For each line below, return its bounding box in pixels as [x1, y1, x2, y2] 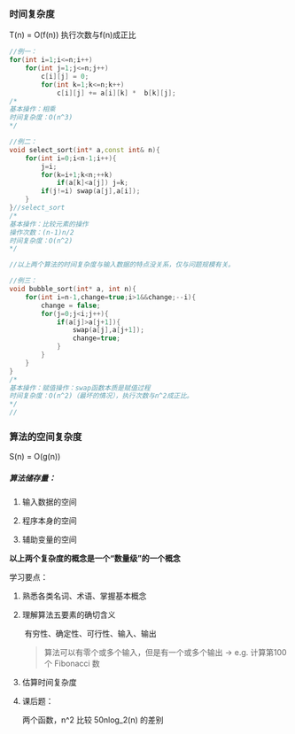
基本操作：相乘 [9, 104, 56, 114]
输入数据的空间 [21, 497, 77, 507]
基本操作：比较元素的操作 [9, 220, 89, 228]
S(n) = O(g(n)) [9, 452, 61, 462]
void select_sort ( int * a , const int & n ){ [9, 145, 161, 154]
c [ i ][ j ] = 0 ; [41, 72, 89, 81]
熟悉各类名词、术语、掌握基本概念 [21, 591, 147, 601]
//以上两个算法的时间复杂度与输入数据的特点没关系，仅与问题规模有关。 [9, 260, 235, 269]
